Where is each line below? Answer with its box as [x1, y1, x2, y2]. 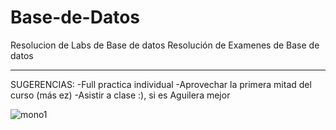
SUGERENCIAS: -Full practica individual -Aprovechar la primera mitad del [10, 78, 312, 90]
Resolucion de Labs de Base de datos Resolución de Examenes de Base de [10, 39, 320, 51]
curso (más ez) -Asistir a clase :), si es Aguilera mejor [10, 89, 231, 101]
